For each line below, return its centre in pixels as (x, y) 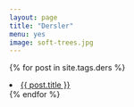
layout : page (33, 17)
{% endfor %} (35, 95)
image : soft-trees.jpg (51, 42)
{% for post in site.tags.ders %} (67, 68)
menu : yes (28, 34)
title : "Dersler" (42, 26)
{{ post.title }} (46, 85)
